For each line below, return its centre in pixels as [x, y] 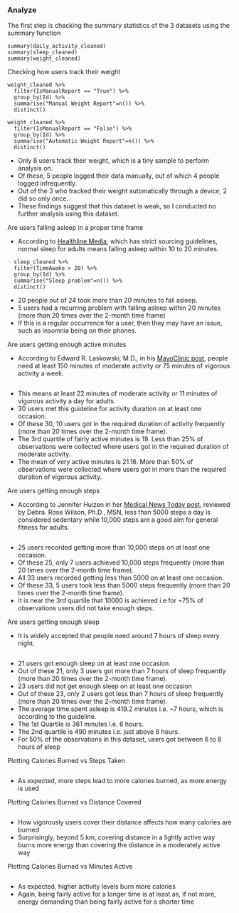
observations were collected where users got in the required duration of [123, 447]
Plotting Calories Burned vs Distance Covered [74, 802]
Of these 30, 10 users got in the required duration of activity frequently [121, 424]
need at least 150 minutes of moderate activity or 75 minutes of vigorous [124, 366]
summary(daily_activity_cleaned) [57, 46]
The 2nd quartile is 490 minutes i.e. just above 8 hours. [99, 732]
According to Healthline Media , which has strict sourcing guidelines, [118, 241]
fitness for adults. [43, 528]
